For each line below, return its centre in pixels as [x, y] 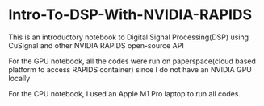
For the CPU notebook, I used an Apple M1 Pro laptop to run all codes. [124, 93]
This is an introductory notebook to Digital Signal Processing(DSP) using [128, 37]
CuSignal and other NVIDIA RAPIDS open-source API [96, 45]
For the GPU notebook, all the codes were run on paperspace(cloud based [132, 61]
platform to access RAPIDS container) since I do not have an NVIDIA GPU [130, 69]
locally [19, 78]
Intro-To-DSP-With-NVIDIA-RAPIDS [130, 15]
